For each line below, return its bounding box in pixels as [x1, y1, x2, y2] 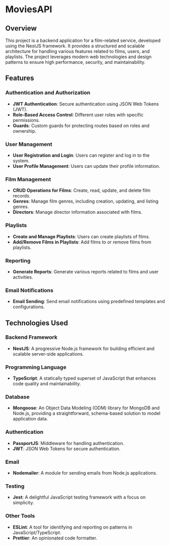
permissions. [12, 117, 40, 123]
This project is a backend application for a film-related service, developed [5, 37, 161, 43]
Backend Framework [5, 334, 58, 341]
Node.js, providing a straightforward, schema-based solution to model [12, 410, 161, 416]
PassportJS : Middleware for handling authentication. [12, 440, 125, 446]
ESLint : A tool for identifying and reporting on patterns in [12, 524, 133, 530]
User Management [5, 140, 53, 147]
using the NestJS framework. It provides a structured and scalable [5, 43, 145, 49]
